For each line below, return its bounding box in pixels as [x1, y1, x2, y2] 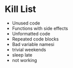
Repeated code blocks [12, 36, 59, 42]
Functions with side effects [12, 25, 68, 31]
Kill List [5, 3, 36, 15]
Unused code [12, 20, 40, 26]
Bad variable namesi [12, 41, 55, 47]
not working [12, 57, 37, 63]
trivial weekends [12, 46, 46, 52]
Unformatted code [12, 30, 51, 36]
